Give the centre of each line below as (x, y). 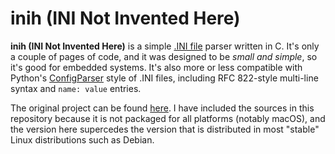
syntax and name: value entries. (76, 88)
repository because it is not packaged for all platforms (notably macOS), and (168, 118)
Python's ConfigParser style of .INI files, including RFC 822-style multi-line (164, 78)
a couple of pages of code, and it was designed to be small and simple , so (164, 56)
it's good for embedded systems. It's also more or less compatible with (156, 67)
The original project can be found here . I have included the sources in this (162, 108)
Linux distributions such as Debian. (82, 139)
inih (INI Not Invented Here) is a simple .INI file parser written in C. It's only (165, 46)
